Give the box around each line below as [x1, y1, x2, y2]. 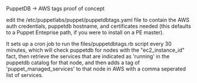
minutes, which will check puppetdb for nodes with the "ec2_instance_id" [6, 47, 185, 54]
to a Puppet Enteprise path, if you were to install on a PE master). [6, 29, 164, 36]
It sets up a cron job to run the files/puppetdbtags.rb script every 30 [6, 41, 172, 47]
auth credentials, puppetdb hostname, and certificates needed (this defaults [6, 23, 192, 29]
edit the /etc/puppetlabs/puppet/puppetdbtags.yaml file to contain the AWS [6, 16, 190, 23]
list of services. [6, 72, 44, 78]
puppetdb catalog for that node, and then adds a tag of [6, 59, 140, 66]
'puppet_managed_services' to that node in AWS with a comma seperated [6, 65, 186, 72]
